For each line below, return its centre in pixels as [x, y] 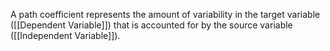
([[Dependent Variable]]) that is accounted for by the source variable [151, 25]
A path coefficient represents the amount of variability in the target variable [165, 14]
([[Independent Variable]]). [65, 35]
